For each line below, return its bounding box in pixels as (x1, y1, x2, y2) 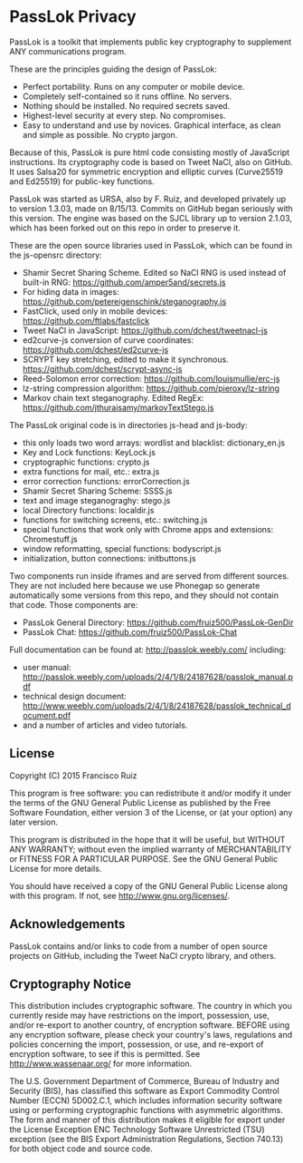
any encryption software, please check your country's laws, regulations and (9, 1030, 293, 1041)
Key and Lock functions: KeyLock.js (22, 446, 156, 457)
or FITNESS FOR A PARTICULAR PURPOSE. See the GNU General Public (9, 853, 279, 864)
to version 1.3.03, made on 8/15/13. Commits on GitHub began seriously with (9, 202, 294, 214)
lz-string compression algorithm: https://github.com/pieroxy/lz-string (22, 383, 280, 394)
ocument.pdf (22, 709, 71, 720)
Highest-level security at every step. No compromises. (22, 110, 226, 121)
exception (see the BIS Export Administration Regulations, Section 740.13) (9, 1134, 283, 1145)
